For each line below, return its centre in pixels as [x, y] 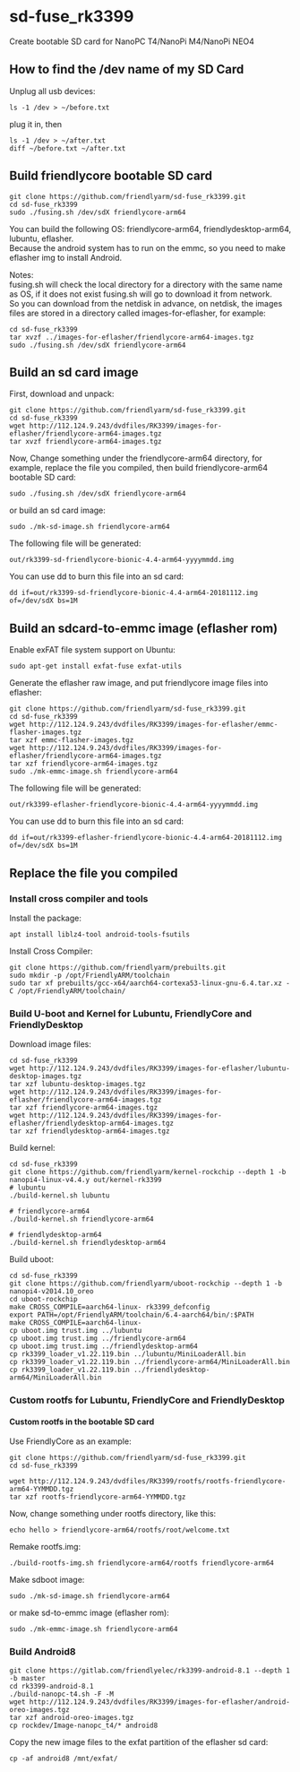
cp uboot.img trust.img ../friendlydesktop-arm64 [104, 1346]
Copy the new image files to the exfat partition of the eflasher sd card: [139, 1742]
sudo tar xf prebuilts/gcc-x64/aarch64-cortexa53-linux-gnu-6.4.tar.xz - [150, 983]
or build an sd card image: [57, 510]
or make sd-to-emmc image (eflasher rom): [90, 1613]
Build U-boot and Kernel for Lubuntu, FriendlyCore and [131, 1013]
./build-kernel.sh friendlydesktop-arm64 [88, 1243]
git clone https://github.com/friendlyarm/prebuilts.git [118, 967]
